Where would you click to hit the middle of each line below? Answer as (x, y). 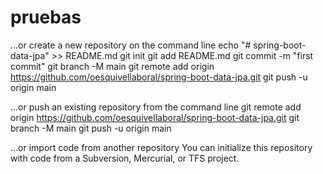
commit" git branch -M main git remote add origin (112, 66)
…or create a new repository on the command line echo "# (131, 45)
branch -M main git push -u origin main (91, 128)
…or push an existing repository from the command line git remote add (156, 107)
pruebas (46, 17)
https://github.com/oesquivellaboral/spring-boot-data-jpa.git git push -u (159, 77)
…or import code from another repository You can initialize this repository (161, 147)
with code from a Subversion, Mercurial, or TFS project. (125, 158)
